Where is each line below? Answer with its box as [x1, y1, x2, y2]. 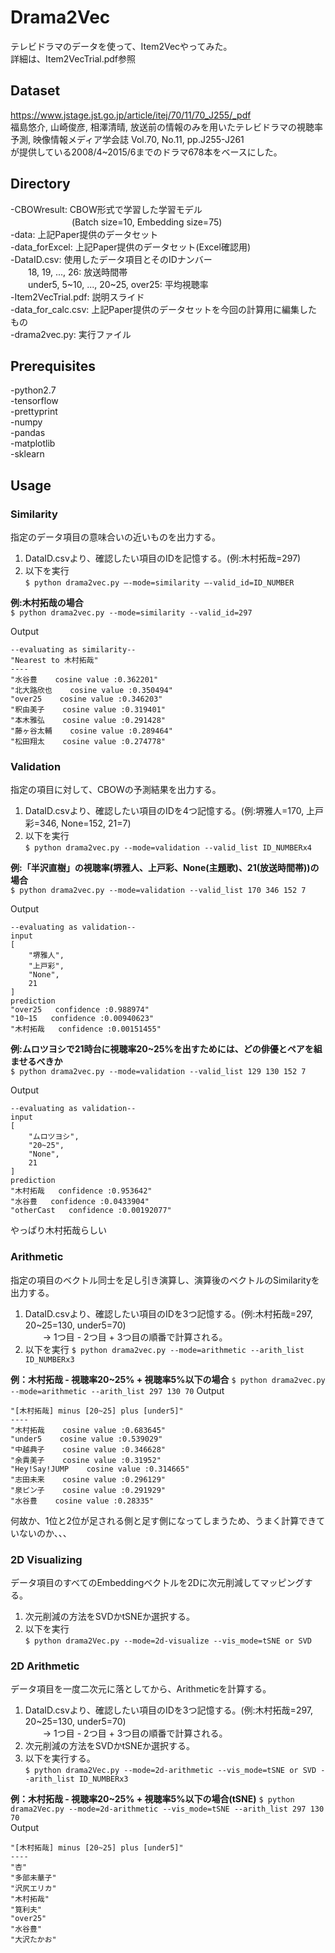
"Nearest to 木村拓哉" [10, 656, 99, 666]
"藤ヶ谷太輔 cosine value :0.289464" [10, 726, 173, 736]
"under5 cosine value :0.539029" [10, 1434, 163, 1444]
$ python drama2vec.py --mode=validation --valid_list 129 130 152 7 [10, 1067, 307, 1077]
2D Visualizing [10, 1552, 83, 1566]
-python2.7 [10, 384, 57, 396]
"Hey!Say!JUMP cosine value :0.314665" [10, 1464, 190, 1474]
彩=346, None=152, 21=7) [24, 817, 132, 830]
